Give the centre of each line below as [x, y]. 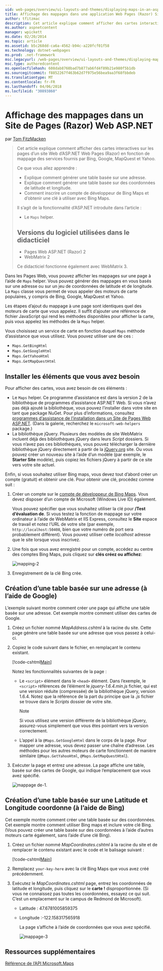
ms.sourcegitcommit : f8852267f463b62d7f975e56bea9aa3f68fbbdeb [70, 73]
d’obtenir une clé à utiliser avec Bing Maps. [67, 198]
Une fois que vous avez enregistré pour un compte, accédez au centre [82, 549]
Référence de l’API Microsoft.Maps [40, 963]
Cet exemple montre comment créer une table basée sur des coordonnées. [80, 820]
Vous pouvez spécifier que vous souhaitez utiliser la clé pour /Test [79, 508]
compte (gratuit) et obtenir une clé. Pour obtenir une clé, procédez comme [80, 479]
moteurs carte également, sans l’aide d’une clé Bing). [58, 835]
